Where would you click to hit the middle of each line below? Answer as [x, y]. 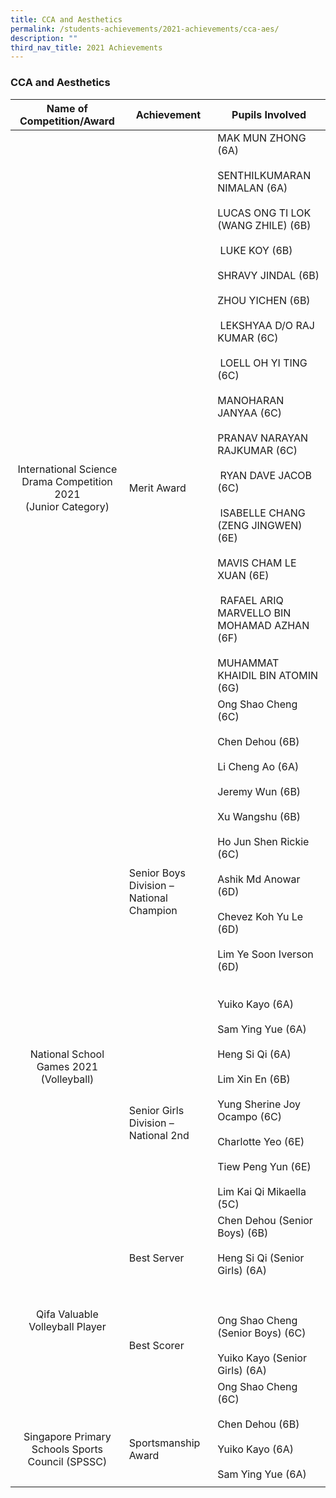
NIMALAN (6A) [252, 188]
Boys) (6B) [243, 1233]
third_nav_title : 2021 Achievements [86, 47]
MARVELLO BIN [254, 613]
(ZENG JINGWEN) [260, 525]
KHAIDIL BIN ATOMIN [268, 675]
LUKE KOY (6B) [256, 250]
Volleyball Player [67, 1326]
